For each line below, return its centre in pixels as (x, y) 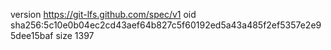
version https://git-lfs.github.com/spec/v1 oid (103, 14)
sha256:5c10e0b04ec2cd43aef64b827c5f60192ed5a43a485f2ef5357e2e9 (166, 25)
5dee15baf (32, 35)
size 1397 (75, 35)
